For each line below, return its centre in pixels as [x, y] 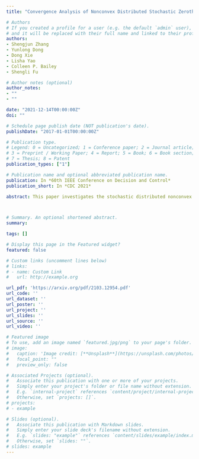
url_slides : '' [25, 315]
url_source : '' [25, 321]
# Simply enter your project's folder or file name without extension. [99, 386]
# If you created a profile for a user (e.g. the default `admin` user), [99, 28]
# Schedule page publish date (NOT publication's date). [78, 126]
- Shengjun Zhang [28, 44]
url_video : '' [24, 326]
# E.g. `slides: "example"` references [58, 436]
